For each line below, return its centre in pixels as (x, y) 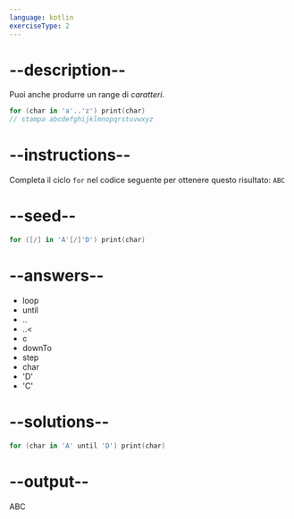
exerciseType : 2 (39, 26)
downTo (37, 347)
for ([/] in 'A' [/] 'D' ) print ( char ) (77, 240)
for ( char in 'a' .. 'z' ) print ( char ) (77, 111)
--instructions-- (70, 155)
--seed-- (43, 216)
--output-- (49, 481)
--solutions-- (59, 422)
